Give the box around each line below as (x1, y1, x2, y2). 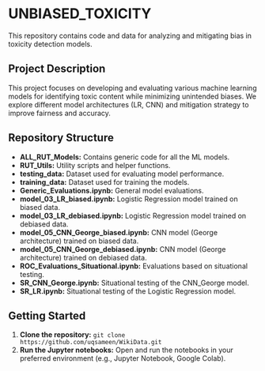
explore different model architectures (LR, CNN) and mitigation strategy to (8, 99, 249, 109)
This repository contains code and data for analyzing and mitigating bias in (8, 31, 252, 40)
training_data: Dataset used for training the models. (19, 177, 190, 186)
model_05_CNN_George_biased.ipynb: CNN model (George (19, 227, 218, 237)
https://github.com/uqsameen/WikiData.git (19, 339, 162, 347)
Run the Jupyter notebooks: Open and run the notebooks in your (19, 345, 233, 355)
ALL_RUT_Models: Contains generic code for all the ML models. (19, 152, 230, 162)
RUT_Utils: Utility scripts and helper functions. (19, 160, 171, 170)
